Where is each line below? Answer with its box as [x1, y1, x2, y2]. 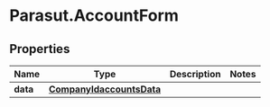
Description [169, 68, 221, 80]
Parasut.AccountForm [9, 5, 179, 26]
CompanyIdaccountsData [48, 83, 161, 95]
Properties [9, 41, 70, 57]
